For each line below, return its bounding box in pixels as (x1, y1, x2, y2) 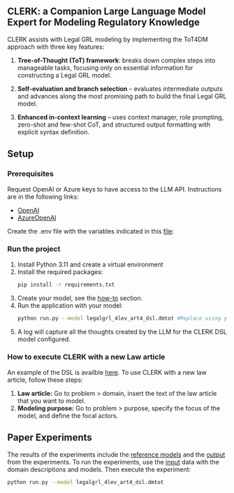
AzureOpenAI (17, 213, 57, 222)
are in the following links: (7, 192, 79, 201)
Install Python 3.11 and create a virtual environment (17, 260, 163, 269)
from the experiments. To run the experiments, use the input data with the (7, 457, 220, 466)
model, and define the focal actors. (17, 411, 119, 420)
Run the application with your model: (17, 301, 124, 310)
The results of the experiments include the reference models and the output (7, 450, 226, 459)
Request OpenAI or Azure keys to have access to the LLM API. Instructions (7, 185, 222, 193)
